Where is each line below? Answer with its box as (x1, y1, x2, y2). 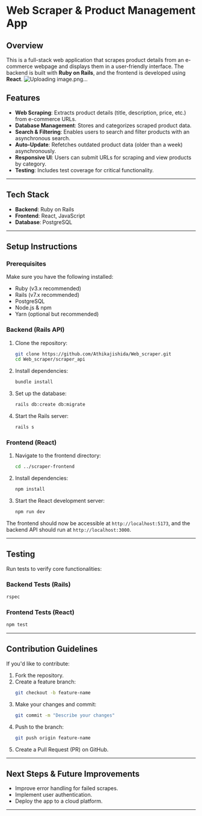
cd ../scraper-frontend (14, 464, 75, 470)
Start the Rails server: (14, 413, 69, 420)
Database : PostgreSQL (14, 218, 73, 226)
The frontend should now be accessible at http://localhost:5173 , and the (6, 519, 191, 527)
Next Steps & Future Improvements (6, 768, 140, 779)
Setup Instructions (6, 241, 78, 252)
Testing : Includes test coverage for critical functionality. (14, 166, 155, 173)
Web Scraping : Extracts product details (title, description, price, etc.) (14, 109, 186, 116)
